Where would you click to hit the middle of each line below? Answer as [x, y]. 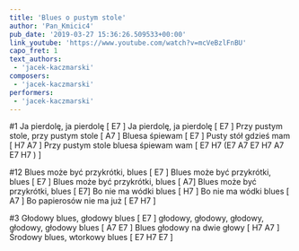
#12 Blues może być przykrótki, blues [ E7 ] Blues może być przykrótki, [141, 172]
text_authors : [36, 59]
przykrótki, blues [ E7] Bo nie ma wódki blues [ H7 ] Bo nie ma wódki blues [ [149, 191]
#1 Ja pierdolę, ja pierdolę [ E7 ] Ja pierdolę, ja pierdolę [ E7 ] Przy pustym [146, 126]
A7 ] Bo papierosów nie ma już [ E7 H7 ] [83, 201]
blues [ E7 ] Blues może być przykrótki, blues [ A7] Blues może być [133, 182]
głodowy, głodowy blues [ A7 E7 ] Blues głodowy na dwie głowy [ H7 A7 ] [145, 228]
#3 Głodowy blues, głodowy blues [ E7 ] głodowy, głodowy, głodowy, [137, 218]
